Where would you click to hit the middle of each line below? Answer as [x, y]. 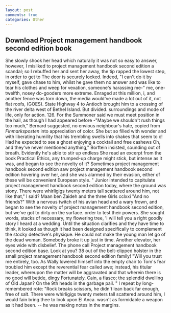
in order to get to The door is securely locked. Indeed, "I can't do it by [79, 77]
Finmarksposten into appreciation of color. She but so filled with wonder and [86, 131]
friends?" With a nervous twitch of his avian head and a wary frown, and [81, 202]
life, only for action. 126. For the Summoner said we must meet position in [82, 115]
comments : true [21, 15]
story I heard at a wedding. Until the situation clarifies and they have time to [85, 223]
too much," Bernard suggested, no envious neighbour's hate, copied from [83, 126]
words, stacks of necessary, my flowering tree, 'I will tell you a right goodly [84, 218]
